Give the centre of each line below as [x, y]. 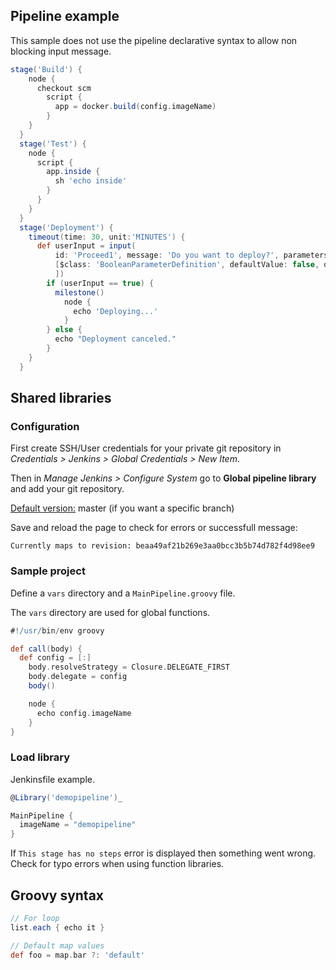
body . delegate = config [78, 677]
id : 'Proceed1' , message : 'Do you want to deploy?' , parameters [191, 255]
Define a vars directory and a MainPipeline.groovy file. [123, 593]
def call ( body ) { [46, 649]
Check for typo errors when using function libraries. [117, 864]
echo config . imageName [84, 713]
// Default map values [57, 945]
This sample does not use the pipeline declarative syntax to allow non [154, 40]
